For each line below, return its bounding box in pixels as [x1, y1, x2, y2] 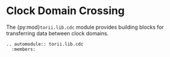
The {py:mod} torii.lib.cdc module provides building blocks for [6, 24, 165, 31]
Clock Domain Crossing [6, 4, 125, 18]
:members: [11, 46, 36, 52]
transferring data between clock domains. [6, 29, 109, 36]
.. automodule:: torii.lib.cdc [6, 41, 84, 47]
